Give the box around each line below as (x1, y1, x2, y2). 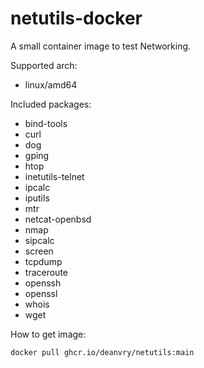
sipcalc (24, 234, 55, 246)
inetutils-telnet (24, 170, 85, 182)
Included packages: (10, 98, 92, 110)
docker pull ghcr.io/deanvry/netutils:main (10, 347, 195, 357)
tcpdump (24, 255, 63, 267)
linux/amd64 (24, 78, 78, 91)
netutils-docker (10, 7, 143, 30)
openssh (24, 277, 62, 289)
